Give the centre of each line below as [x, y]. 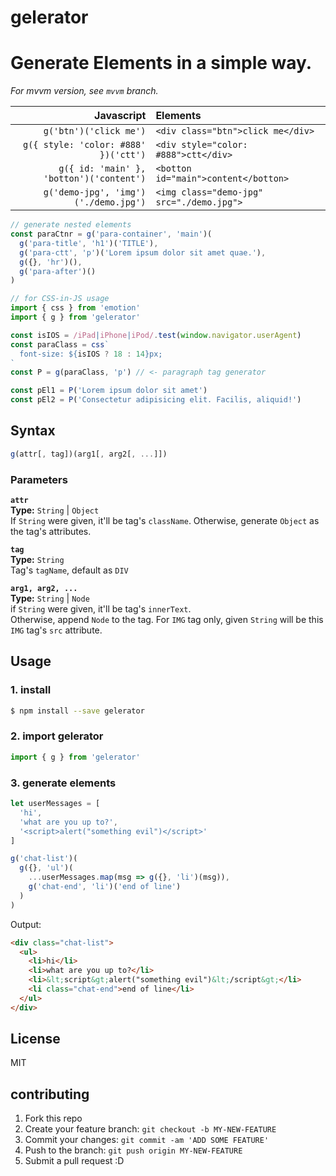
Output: [26, 924]
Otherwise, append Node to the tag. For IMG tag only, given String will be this [167, 619]
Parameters [39, 479]
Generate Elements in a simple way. [161, 63]
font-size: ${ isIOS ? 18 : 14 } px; [91, 354]
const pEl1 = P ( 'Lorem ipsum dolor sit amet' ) [109, 391]
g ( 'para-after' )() [58, 271]
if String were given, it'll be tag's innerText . [101, 608]
